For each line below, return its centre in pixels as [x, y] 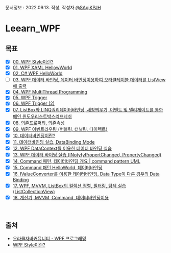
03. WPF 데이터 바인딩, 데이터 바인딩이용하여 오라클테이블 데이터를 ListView [89, 80]
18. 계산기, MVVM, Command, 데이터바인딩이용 [61, 198]
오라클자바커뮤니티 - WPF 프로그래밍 [50, 238]
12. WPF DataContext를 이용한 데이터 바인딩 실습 [62, 148]
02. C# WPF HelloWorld [38, 74]
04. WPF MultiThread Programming [50, 92]
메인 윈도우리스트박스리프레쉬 [42, 116]
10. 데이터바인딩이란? [34, 135]
